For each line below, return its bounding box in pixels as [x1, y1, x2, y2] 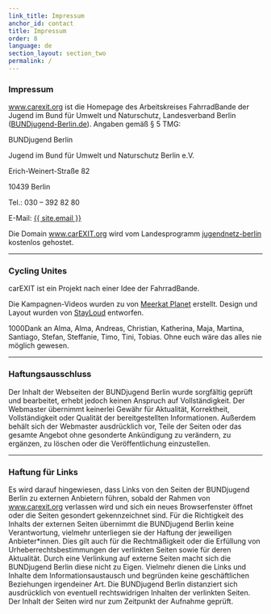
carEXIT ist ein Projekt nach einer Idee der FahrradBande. [8, 284, 200, 294]
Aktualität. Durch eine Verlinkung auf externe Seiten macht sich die [8, 553, 231, 563]
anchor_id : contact [8, 19, 74, 28]
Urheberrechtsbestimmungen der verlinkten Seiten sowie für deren [8, 545, 231, 555]
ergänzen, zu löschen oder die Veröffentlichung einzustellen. [8, 438, 211, 448]
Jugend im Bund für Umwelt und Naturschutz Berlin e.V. [8, 150, 195, 160]
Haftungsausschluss [8, 369, 92, 380]
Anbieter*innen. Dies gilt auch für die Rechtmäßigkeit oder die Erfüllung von [8, 536, 261, 546]
